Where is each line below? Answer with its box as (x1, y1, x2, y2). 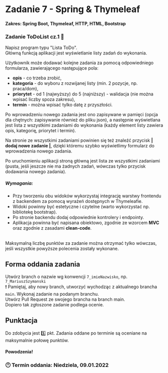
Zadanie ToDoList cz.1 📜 (5, 33, 64, 40)
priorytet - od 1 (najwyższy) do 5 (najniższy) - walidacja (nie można (12, 91, 153, 97)
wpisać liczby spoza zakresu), (12, 96, 75, 102)
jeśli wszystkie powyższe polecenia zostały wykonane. (5, 246, 119, 252)
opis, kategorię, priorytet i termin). (5, 128, 76, 134)
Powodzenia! (5, 349, 33, 355)
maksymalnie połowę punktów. (5, 337, 69, 343)
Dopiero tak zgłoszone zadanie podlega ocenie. (5, 301, 104, 307)
